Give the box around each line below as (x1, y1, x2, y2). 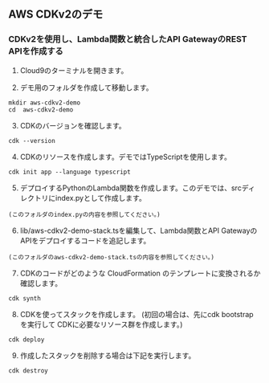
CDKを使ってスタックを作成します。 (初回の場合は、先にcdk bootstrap (19, 309, 255, 319)
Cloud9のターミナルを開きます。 (19, 65, 128, 75)
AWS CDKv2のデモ (8, 7, 104, 22)
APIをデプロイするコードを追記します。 (19, 235, 151, 245)
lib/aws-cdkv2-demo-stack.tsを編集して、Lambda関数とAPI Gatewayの (19, 226, 258, 235)
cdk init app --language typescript (8, 168, 131, 176)
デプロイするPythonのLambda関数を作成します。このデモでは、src (19, 183, 243, 193)
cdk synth (8, 294, 42, 303)
